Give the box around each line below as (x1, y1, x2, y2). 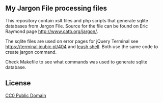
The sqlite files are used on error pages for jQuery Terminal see (5, 38, 139, 44)
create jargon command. (5, 49, 57, 55)
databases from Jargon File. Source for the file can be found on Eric (5, 23, 148, 29)
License (5, 79, 31, 88)
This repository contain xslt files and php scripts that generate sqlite (5, 17, 149, 23)
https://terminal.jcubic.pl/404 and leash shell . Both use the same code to (5, 43, 158, 50)
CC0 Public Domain (5, 92, 47, 98)
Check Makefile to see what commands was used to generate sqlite (5, 58, 148, 65)
